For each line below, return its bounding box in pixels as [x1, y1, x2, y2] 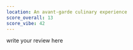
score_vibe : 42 [6, 20, 45, 26]
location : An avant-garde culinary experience [6, 9, 127, 15]
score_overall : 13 [6, 15, 53, 21]
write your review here [6, 37, 63, 45]
